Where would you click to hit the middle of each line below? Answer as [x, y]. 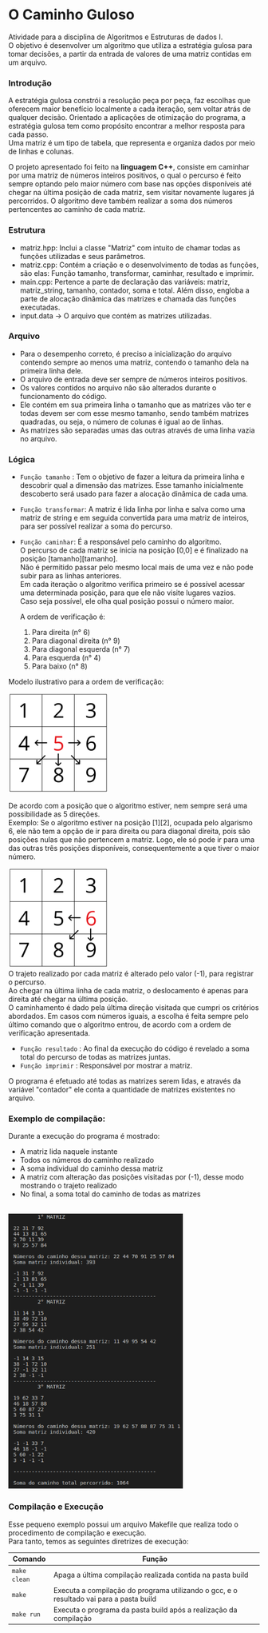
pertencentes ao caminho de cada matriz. [77, 210]
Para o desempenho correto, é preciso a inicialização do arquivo [126, 353]
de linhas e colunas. [41, 152]
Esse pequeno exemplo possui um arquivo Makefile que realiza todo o [124, 1524]
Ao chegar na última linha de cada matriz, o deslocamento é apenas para [128, 991]
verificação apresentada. [49, 1033]
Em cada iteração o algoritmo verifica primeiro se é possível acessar [132, 585]
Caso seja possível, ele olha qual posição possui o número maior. [127, 601]
